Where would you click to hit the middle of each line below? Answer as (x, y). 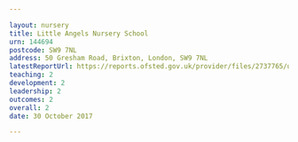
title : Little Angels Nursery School (79, 33)
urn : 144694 (31, 42)
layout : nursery (39, 25)
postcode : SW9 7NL (43, 50)
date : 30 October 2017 (51, 116)
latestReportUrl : (41, 67)
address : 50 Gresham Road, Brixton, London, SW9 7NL (109, 59)
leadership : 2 (35, 91)
